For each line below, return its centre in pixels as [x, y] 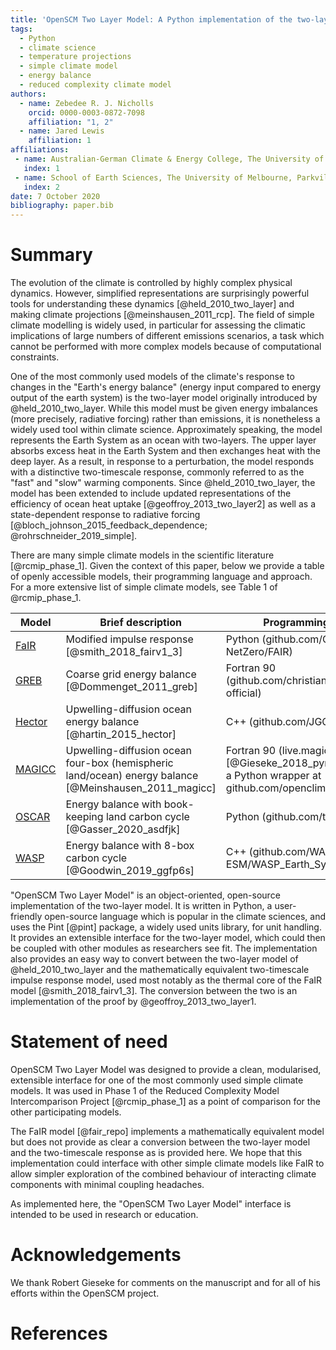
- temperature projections [75, 57]
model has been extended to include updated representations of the [151, 493]
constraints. [35, 357]
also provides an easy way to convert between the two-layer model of [154, 959]
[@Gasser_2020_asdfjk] [123, 829]
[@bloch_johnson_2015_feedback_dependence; [109, 525]
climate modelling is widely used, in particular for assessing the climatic [158, 325]
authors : [28, 94]
